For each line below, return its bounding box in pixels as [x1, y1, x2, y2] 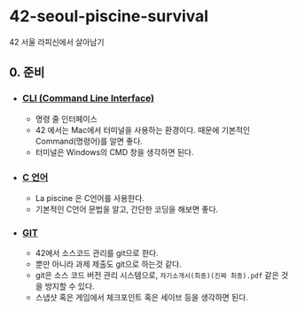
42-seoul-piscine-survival [9, 6, 209, 27]
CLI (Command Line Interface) [21, 92, 155, 105]
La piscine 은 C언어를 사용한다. [35, 192, 145, 203]
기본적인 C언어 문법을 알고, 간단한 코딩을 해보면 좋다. [35, 204, 219, 214]
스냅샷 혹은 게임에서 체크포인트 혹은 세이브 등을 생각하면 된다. [35, 292, 248, 303]
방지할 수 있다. [44, 281, 95, 292]
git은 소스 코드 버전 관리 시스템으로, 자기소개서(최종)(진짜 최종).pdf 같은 [35, 270, 279, 281]
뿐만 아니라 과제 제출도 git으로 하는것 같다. [35, 259, 182, 269]
